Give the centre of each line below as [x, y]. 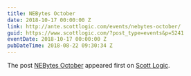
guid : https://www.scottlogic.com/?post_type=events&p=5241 [96, 33]
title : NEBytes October [42, 13]
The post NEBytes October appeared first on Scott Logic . [89, 65]
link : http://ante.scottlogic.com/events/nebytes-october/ [94, 26]
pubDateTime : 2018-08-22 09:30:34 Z [60, 46]
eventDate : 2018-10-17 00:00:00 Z [57, 39]
